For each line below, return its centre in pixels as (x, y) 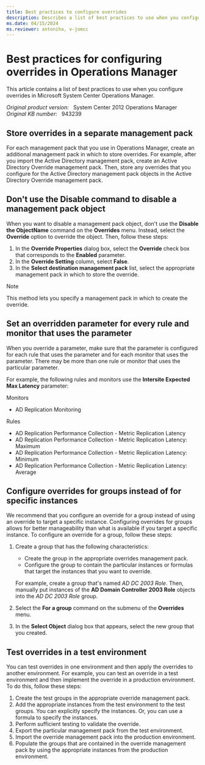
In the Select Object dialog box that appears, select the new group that (104, 626)
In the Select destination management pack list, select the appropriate (105, 268)
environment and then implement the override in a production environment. (101, 680)
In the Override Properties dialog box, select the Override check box (103, 248)
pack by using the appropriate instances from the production (92, 750)
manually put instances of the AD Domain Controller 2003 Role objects (105, 590)
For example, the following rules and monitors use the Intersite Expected (98, 379)
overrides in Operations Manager (92, 72)
